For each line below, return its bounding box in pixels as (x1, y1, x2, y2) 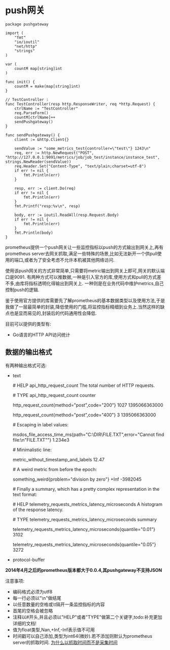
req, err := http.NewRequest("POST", (14, 150, 94, 155)
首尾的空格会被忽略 (12, 607, 53, 613)
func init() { (5, 79, 36, 84)
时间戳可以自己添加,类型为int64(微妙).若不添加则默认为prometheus (12, 633, 153, 639)
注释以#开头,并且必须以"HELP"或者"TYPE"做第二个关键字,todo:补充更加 (12, 614, 162, 620)
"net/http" (14, 44, 38, 49)
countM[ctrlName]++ (14, 115, 56, 120)
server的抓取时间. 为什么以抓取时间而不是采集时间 (12, 639, 118, 645)
